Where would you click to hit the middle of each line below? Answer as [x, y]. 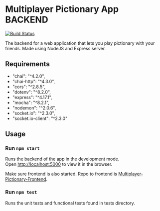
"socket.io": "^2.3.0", [34, 113]
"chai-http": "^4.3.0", [34, 81]
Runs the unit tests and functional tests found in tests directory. [70, 203]
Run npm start [22, 148]
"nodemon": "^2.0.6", [34, 107]
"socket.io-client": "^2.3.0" [40, 118]
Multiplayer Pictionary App [62, 9]
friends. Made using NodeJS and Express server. [56, 48]
